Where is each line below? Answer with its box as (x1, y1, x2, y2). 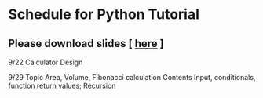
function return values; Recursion (8, 81, 116, 90)
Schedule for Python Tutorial (8, 5, 200, 24)
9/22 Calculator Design (8, 57, 83, 67)
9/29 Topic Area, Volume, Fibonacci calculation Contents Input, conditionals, (8, 73, 256, 82)
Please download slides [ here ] (8, 37, 164, 50)
